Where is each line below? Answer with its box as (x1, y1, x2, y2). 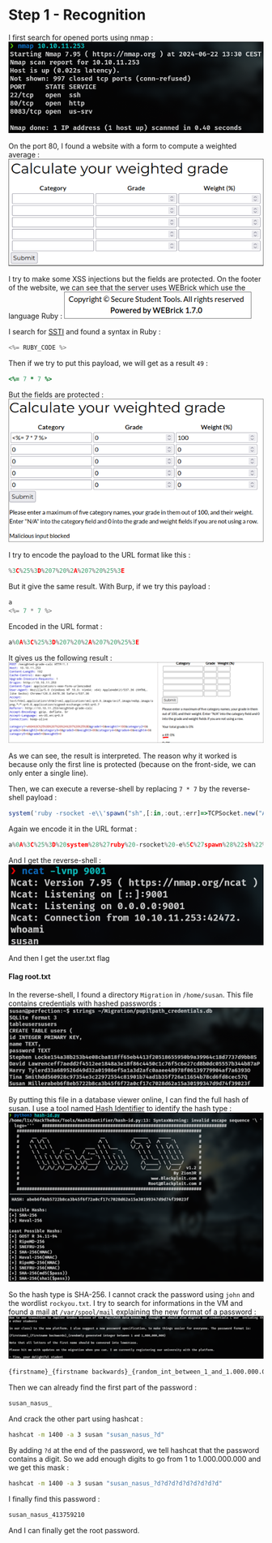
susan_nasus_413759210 (8, 1511, 85, 1519)
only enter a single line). (8, 769, 89, 778)
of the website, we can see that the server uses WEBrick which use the (8, 282, 246, 293)
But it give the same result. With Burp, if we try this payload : (8, 581, 210, 591)
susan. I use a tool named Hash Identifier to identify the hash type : (8, 1103, 232, 1113)
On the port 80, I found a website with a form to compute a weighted (8, 140, 237, 151)
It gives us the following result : (8, 653, 113, 662)
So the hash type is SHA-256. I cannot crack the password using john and (8, 1289, 255, 1299)
